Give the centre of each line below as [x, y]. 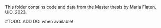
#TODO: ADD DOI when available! [39, 21]
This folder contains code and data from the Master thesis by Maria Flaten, [80, 7]
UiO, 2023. [16, 12]
